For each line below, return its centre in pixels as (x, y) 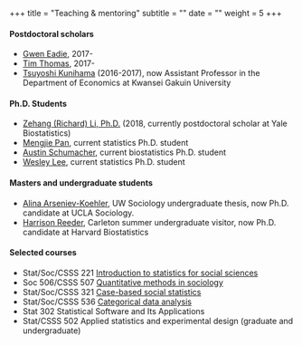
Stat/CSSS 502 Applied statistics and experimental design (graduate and (158, 321)
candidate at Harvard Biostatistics (85, 232)
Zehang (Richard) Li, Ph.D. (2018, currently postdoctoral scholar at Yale (155, 124)
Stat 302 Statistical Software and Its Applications (113, 311)
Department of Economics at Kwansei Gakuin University (127, 83)
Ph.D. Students (38, 103)
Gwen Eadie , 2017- (57, 54)
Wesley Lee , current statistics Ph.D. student (104, 162)
